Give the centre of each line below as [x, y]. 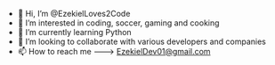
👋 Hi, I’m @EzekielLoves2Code [74, 14]
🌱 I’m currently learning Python [74, 32]
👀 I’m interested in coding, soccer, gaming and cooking [118, 23]
